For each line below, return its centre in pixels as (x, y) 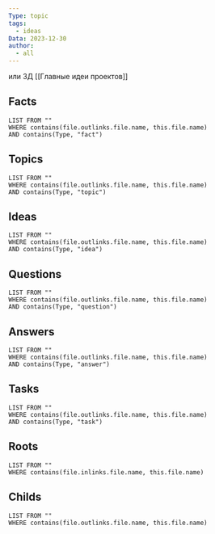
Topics (26, 160)
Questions (35, 274)
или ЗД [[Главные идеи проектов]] (68, 76)
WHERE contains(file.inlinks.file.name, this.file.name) (106, 472)
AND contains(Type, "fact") (56, 134)
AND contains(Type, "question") (63, 307)
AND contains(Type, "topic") (57, 192)
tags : (17, 23)
